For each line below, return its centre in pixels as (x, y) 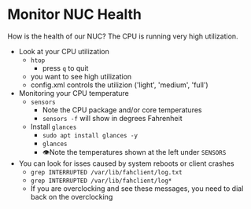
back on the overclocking (72, 196)
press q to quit (65, 68)
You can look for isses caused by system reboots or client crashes (126, 163)
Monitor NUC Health (75, 15)
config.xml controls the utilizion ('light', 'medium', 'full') (120, 85)
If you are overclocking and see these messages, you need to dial (137, 188)
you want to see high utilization (81, 76)
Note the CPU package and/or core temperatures (122, 110)
